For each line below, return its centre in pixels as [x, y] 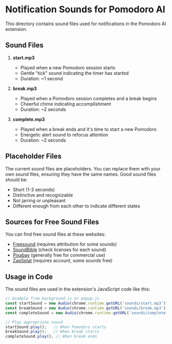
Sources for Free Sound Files [52, 222]
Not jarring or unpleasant [39, 200]
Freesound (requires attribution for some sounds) [65, 244]
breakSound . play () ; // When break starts [52, 332]
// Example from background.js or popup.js [52, 299]
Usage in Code [29, 276]
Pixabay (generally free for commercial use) [59, 255]
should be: [17, 179]
